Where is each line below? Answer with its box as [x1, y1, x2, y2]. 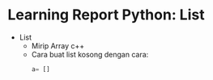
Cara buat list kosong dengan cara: [31, 49, 149, 59]
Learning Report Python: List [7, 6, 205, 24]
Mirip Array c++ [31, 40, 85, 50]
